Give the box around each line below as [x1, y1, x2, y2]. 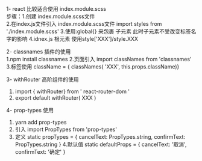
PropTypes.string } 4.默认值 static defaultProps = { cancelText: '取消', [14, 141, 187, 148]
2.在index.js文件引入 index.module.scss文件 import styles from [6, 20, 162, 27]
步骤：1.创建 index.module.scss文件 [6, 13, 95, 20]
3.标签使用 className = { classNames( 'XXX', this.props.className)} [6, 63, 180, 70]
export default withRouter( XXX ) [14, 94, 96, 101]
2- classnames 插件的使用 [6, 48, 71, 55]
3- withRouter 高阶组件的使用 [6, 76, 80, 83]
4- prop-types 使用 [6, 107, 54, 114]
